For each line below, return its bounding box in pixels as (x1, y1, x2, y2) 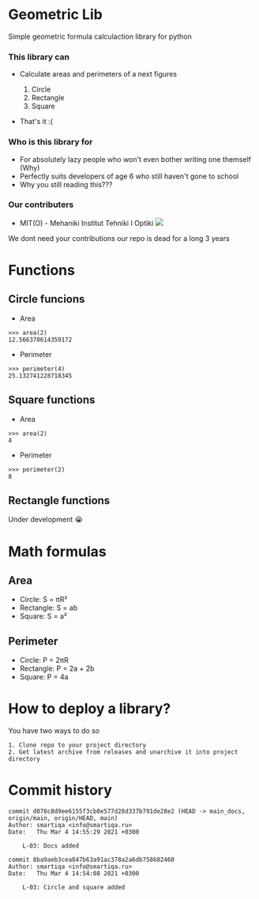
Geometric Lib (8, 6, 103, 24)
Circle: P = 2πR (19, 656, 69, 665)
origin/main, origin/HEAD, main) (8, 814, 118, 822)
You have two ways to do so (8, 726, 100, 735)
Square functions (8, 393, 96, 407)
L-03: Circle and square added (22, 883, 126, 892)
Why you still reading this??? (19, 179, 113, 189)
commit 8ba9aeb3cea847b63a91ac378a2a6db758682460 (8, 856, 175, 864)
